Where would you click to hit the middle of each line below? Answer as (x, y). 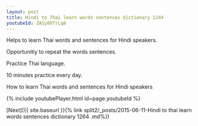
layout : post (23, 12)
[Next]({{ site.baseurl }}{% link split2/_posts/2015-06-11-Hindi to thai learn (99, 110)
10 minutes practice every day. (45, 75)
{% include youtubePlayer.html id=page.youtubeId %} (74, 99)
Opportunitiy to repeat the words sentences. (61, 52)
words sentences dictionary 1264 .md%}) (58, 117)
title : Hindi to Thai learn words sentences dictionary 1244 (85, 17)
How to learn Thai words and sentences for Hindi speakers (80, 87)
